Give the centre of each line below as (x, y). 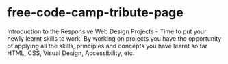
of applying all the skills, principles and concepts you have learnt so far (107, 46)
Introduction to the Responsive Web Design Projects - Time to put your (107, 31)
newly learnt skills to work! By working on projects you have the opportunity (114, 38)
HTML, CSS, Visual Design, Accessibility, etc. (71, 53)
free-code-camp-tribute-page (95, 13)
